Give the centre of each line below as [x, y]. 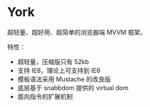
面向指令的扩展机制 [45, 96]
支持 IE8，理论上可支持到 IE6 [59, 70]
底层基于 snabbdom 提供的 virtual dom [73, 88]
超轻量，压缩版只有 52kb [53, 61]
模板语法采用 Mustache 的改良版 [64, 79]
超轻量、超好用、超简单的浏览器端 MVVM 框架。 [77, 32]
